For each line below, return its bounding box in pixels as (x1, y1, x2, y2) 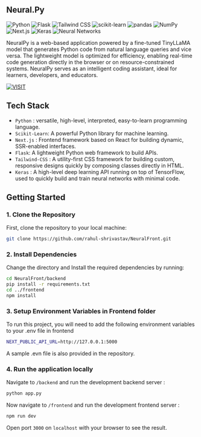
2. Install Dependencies (6, 250, 77, 259)
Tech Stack (6, 101, 49, 111)
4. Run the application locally (6, 365, 94, 373)
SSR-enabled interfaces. (14, 142, 77, 150)
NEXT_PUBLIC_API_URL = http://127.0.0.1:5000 (6, 339, 118, 345)
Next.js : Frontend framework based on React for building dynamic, (14, 136, 184, 143)
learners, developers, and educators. (6, 71, 98, 78)
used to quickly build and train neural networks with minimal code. (14, 175, 180, 182)
